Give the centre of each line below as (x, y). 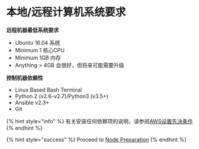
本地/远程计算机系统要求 (66, 12)
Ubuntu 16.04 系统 (37, 42)
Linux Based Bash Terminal (48, 90)
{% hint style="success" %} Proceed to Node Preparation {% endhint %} (97, 139)
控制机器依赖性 (25, 78)
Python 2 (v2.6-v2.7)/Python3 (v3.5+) (62, 96)
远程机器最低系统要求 (32, 30)
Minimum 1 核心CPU (40, 50)
